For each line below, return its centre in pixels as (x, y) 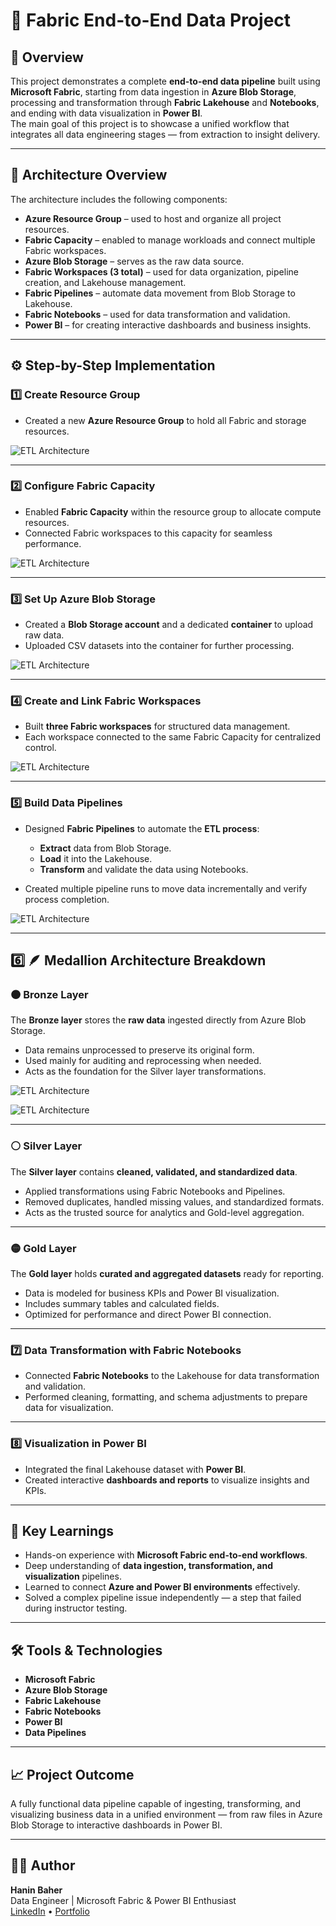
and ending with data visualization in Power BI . (106, 113)
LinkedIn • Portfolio (50, 1911)
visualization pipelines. (73, 1576)
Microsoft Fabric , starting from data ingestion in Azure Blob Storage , (153, 92)
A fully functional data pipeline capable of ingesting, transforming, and (155, 1803)
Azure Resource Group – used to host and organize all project (153, 218)
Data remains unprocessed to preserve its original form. (139, 1050)
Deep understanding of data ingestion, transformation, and (148, 1566)
